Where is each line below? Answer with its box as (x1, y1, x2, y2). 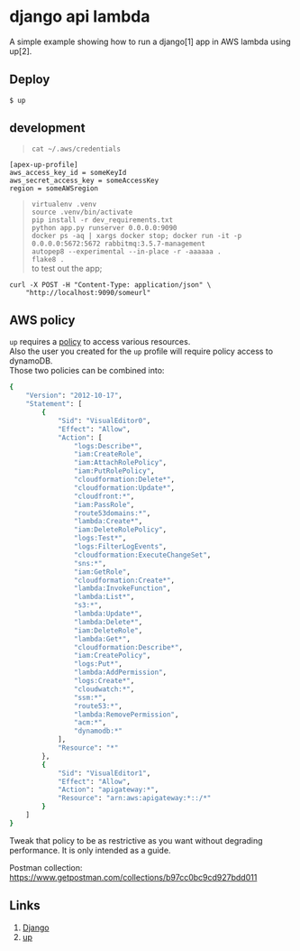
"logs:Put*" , (73, 660, 123, 669)
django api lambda (9, 6, 150, 27)
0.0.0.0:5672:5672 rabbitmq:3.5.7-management (31, 239, 205, 248)
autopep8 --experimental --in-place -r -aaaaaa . (31, 246, 223, 256)
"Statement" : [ (25, 400, 83, 409)
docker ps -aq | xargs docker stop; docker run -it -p (31, 231, 242, 240)
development (9, 120, 86, 136)
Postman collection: (9, 862, 83, 873)
